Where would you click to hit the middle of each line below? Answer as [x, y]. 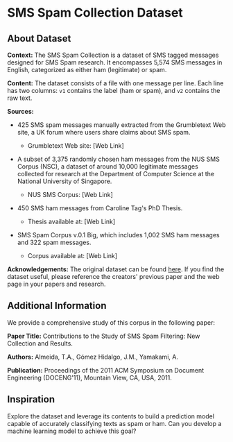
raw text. [20, 98]
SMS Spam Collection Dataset [95, 13]
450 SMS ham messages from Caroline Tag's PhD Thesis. [100, 208]
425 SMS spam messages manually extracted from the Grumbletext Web [121, 125]
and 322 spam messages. [54, 242]
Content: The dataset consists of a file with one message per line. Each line [115, 83]
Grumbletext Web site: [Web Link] [76, 146]
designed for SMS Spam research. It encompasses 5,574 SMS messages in [115, 62]
